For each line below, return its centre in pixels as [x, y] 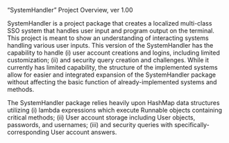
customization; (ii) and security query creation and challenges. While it [108, 60]
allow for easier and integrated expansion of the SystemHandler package [112, 75]
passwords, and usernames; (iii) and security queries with [90, 125]
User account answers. [84, 132]
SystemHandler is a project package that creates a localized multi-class [110, 23]
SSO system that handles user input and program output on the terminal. [111, 31]
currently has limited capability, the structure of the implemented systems [112, 67]
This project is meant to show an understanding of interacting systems [108, 38]
